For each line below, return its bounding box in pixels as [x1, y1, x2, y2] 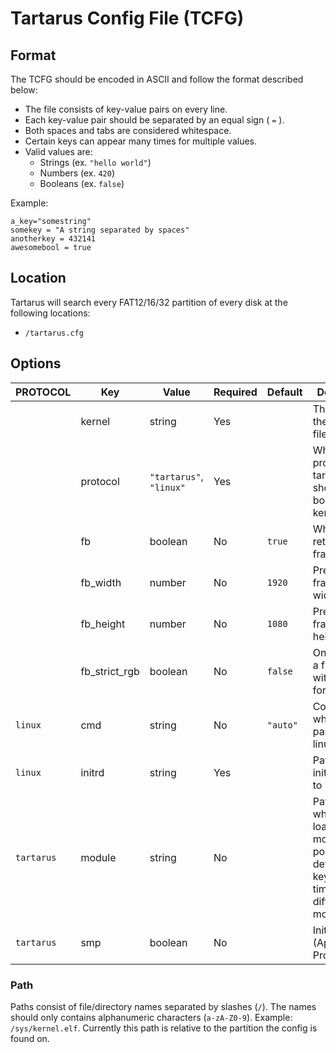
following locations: [10, 307, 91, 319]
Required [213, 385, 258, 399]
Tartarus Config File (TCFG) [10, 7, 245, 30]
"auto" [266, 719, 298, 731]
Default [266, 385, 303, 399]
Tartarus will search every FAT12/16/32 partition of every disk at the [10, 296, 288, 308]
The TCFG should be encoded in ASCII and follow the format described [10, 73, 304, 85]
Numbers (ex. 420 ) [39, 167, 116, 179]
